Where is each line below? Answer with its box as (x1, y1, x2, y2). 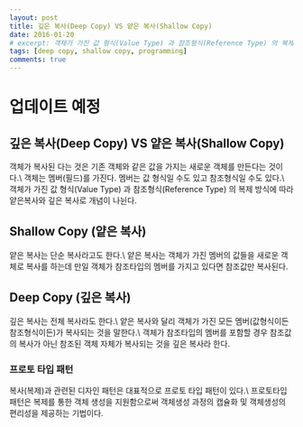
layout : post (9, 13, 59, 23)
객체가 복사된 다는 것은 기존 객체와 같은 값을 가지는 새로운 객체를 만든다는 (9, 162, 267, 172)
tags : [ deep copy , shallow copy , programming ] (9, 47, 188, 56)
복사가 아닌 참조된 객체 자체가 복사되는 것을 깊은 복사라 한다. (18, 338, 231, 348)
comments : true (9, 55, 67, 64)
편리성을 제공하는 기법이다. (9, 407, 104, 418)
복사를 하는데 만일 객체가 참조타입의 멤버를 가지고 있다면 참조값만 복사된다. (25, 261, 289, 272)
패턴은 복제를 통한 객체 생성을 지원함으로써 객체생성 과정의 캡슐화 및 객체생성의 (9, 396, 287, 407)
